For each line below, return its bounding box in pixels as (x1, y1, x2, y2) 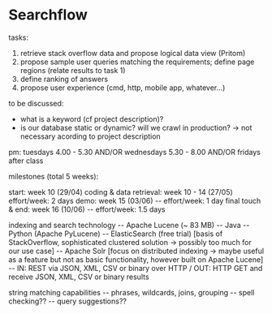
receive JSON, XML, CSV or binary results (8, 272, 149, 282)
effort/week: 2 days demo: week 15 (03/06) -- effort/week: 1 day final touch (8, 196, 261, 205)
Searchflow (8, 6, 88, 24)
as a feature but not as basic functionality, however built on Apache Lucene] (8, 254, 264, 265)
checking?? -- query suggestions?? (8, 296, 127, 306)
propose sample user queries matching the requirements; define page (19, 57, 255, 67)
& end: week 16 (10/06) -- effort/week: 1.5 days (8, 204, 166, 214)
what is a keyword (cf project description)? (19, 114, 164, 123)
